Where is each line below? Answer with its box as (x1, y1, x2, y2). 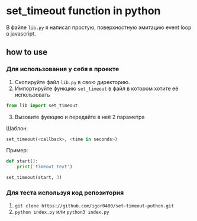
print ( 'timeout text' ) (17, 164, 73, 170)
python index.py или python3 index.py (14, 209, 109, 216)
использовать (14, 91, 50, 98)
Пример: (6, 147, 28, 154)
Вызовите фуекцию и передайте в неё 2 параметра (14, 113, 145, 120)
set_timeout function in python (6, 4, 161, 18)
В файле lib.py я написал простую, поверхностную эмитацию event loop (6, 24, 192, 31)
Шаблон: (6, 124, 28, 132)
